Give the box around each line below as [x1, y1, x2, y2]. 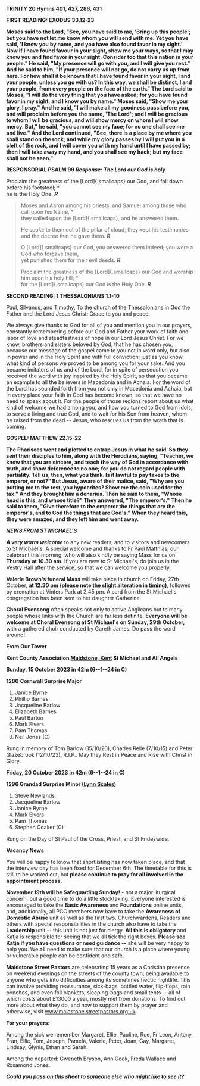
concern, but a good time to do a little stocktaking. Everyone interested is [6, 895, 186, 902]
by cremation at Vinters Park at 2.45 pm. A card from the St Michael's [6, 588, 177, 595]
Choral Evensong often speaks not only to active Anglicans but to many [6, 606, 183, 613]
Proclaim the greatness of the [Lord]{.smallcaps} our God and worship [20, 268, 193, 275]
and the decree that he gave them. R [20, 232, 111, 239]
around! [6, 631, 26, 638]
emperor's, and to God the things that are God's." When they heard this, [6, 509, 188, 516]
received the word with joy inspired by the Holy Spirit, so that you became [6, 372, 187, 379]
